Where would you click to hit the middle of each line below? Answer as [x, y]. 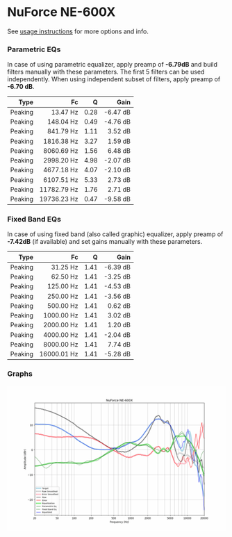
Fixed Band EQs [34, 219]
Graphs [20, 374]
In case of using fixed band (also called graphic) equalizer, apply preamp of [115, 234]
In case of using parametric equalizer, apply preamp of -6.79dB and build [112, 65]
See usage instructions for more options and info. [78, 31]
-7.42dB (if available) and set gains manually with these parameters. [105, 242]
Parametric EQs [34, 49]
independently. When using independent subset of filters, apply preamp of [114, 79]
